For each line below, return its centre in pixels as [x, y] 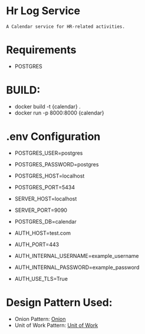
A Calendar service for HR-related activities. [66, 27]
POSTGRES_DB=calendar [45, 221]
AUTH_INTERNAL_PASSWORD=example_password [77, 267]
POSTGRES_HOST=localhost [50, 176]
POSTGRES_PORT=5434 [45, 187]
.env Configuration [53, 136]
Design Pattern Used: [60, 302]
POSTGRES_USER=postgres [49, 153]
